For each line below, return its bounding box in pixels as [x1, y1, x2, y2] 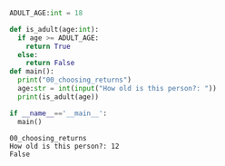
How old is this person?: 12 [9, 142, 120, 151]
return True [25, 42, 71, 51]
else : [17, 50, 39, 59]
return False [25, 59, 75, 68]
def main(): [9, 67, 54, 76]
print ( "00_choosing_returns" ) [17, 75, 132, 85]
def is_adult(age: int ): [9, 24, 100, 34]
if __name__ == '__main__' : [9, 109, 107, 118]
